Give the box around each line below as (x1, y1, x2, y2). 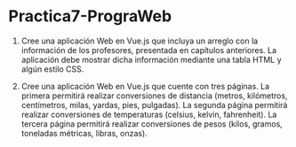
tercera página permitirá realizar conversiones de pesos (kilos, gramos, (20, 118, 284, 129)
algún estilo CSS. (20, 64, 84, 74)
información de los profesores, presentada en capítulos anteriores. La (20, 44, 277, 55)
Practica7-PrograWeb (8, 6, 172, 27)
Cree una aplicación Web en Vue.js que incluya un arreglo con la (20, 35, 259, 46)
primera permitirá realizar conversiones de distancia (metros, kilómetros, (20, 90, 288, 101)
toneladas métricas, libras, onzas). (20, 128, 148, 138)
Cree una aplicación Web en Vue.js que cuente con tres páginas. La (20, 81, 270, 91)
